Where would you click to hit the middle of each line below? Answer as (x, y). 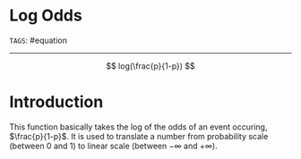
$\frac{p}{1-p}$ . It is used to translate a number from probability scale (139, 136)
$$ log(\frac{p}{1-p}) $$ (150, 66)
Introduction (56, 102)
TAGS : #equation (38, 40)
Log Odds (46, 16)
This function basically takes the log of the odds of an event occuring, (138, 127)
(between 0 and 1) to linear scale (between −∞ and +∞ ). (113, 146)
